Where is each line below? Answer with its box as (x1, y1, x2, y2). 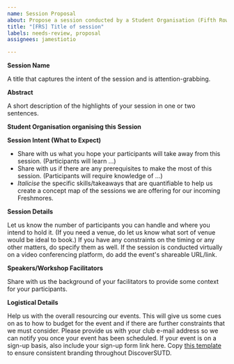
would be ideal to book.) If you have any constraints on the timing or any (7, 236, 214, 244)
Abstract (7, 88, 33, 97)
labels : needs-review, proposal (7, 29, 101, 37)
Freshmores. (17, 194, 54, 203)
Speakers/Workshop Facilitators (7, 264, 103, 272)
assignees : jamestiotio (7, 36, 77, 43)
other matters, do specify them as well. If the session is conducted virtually (7, 243, 223, 251)
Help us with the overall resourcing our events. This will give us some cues (7, 312, 221, 320)
